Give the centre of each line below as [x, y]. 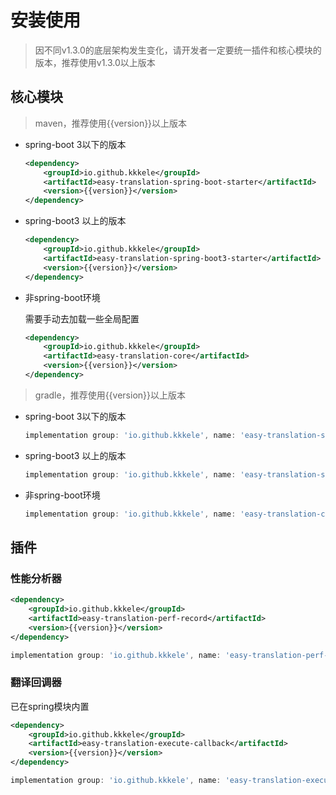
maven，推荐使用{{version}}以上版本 [111, 123]
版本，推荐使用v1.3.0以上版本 [95, 62]
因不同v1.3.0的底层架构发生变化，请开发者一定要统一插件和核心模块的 [178, 50]
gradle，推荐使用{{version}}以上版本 [110, 395]
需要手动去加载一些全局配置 [82, 318]
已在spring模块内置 [50, 706]
